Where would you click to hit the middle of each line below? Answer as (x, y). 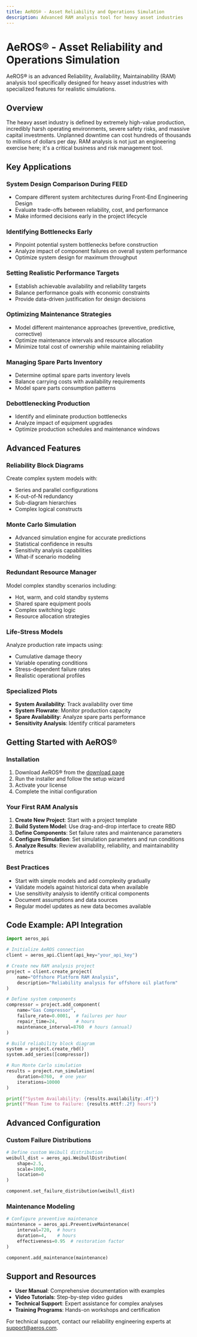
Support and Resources (51, 1276)
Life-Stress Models (35, 632)
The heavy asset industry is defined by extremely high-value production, (96, 122)
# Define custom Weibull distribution (54, 1152)
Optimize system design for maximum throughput (76, 257)
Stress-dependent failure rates (53, 669)
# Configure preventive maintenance (52, 1219)
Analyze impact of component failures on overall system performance (101, 251)
